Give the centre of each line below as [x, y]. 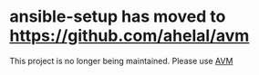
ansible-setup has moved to [118, 17]
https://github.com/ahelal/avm [129, 36]
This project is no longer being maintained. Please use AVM [121, 61]
